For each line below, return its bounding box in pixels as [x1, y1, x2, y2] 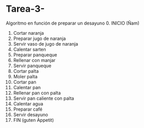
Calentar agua [13, 100, 44, 106]
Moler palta [13, 73, 38, 79]
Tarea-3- [6, 3, 45, 15]
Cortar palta [13, 68, 39, 74]
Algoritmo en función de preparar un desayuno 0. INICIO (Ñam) [6, 20, 140, 26]
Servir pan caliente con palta [13, 95, 74, 101]
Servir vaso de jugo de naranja [13, 40, 78, 47]
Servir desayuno [13, 111, 48, 118]
